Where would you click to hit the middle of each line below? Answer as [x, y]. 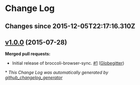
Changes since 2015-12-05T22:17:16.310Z [70, 26]
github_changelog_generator [34, 78]
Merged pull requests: [28, 54]
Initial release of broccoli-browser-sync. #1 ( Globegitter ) [68, 63]
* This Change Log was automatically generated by [57, 73]
